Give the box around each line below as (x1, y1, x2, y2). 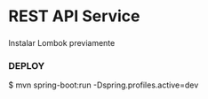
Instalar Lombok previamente (8, 38, 116, 49)
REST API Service (8, 6, 140, 27)
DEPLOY (8, 60, 45, 72)
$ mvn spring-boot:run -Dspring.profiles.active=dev (8, 80, 199, 90)
